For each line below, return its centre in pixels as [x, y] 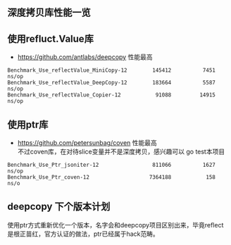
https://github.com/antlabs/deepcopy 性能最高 [85, 57]
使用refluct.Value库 [50, 38]
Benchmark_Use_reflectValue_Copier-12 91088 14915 [112, 95]
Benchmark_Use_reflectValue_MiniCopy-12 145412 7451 [112, 70]
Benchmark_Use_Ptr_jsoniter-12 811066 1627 [112, 165]
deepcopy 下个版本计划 [59, 207]
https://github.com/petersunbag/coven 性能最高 [87, 143]
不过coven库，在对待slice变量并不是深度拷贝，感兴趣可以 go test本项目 [121, 152]
